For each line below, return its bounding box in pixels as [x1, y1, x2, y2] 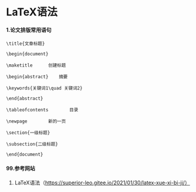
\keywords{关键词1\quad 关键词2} [6, 85, 83, 91]
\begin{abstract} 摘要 [6, 74, 68, 80]
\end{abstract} [6, 95, 44, 102]
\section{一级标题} [6, 130, 51, 136]
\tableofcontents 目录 [6, 107, 78, 113]
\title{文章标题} [6, 41, 45, 47]
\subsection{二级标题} [6, 141, 58, 147]
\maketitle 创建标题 [6, 62, 67, 68]
